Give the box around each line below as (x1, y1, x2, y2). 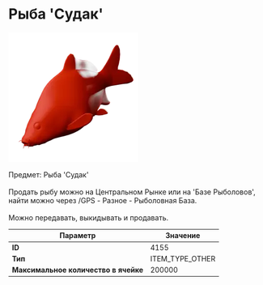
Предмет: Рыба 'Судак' (8, 169, 89, 179)
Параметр (59, 231, 96, 240)
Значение (165, 231, 201, 240)
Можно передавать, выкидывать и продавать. (8, 212, 168, 223)
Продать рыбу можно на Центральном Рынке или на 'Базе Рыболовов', (8, 187, 257, 197)
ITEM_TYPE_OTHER (150, 253, 216, 263)
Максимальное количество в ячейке (11, 265, 144, 275)
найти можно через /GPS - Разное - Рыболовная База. (8, 195, 197, 205)
